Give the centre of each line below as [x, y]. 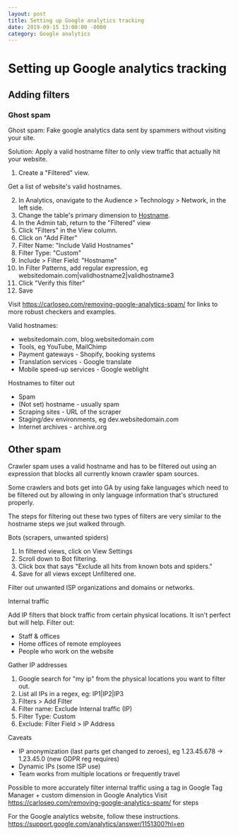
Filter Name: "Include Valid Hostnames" [76, 246]
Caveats [20, 737]
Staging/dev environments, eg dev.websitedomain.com [99, 419]
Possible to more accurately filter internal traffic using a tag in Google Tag [115, 788]
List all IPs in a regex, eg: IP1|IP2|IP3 [71, 693]
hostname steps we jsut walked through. [67, 523]
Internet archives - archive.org [63, 427]
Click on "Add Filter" [48, 238]
